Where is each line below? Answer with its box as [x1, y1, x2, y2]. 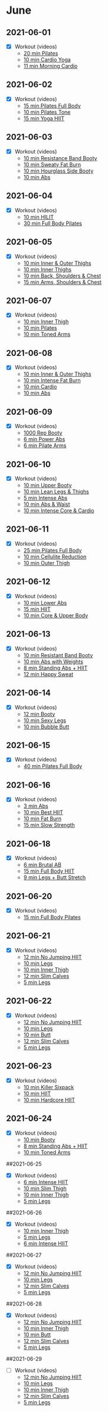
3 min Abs [23, 802, 48, 810]
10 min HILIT [23, 213, 54, 220]
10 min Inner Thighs [23, 265, 72, 273]
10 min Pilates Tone [23, 108, 71, 115]
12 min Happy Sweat [23, 670, 74, 677]
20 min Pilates [23, 50, 58, 57]
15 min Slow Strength [23, 821, 75, 829]
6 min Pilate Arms [23, 442, 67, 449]
